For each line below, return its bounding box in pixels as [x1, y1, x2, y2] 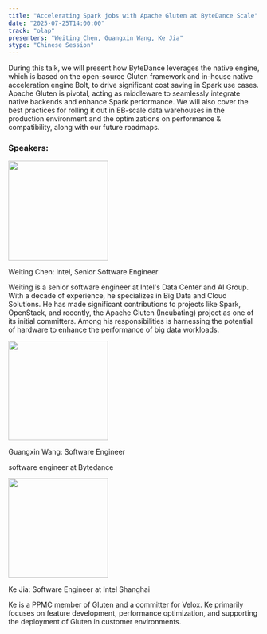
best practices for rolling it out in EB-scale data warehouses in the [8, 105, 226, 116]
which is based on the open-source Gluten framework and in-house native [8, 72, 253, 81]
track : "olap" [8, 26, 56, 34]
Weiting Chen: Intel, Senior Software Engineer [8, 267, 159, 277]
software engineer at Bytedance [8, 463, 114, 472]
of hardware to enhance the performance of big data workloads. [8, 325, 220, 335]
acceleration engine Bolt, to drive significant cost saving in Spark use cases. [8, 81, 259, 90]
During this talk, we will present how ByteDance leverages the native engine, [8, 63, 260, 73]
